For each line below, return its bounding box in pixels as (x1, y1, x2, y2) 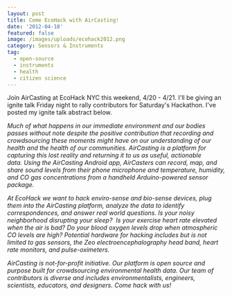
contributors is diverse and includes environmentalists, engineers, (7, 274, 196, 282)
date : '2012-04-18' (7, 23, 64, 30)
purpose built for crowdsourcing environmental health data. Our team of (7, 266, 214, 275)
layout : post (7, 10, 45, 17)
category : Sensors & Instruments (7, 42, 104, 49)
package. (7, 181, 35, 189)
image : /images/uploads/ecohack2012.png (7, 36, 126, 43)
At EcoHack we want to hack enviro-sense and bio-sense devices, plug (7, 194, 213, 202)
